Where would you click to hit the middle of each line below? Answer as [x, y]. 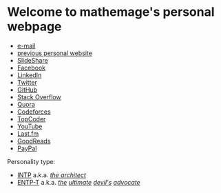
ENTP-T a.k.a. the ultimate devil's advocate [78, 182]
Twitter [27, 82]
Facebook [31, 68]
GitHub [27, 90]
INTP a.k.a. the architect [51, 175]
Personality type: [31, 161]
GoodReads [34, 141]
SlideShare [32, 60]
